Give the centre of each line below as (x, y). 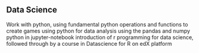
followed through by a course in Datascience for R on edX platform (89, 43)
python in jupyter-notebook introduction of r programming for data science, (100, 37)
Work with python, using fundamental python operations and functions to (97, 24)
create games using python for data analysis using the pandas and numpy (98, 31)
